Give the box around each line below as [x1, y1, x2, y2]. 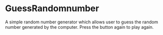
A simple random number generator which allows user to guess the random [5, 19, 159, 25]
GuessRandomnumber [5, 3, 99, 14]
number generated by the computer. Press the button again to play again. [5, 24, 154, 30]
